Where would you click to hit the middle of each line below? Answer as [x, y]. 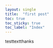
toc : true [15, 18]
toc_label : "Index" [25, 28]
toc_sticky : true [23, 23]
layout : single [21, 9]
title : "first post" [27, 14]
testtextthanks [20, 41]
